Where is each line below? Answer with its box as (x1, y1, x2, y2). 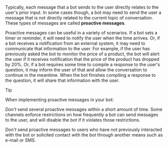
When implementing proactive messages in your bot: (5, 97, 114, 103)
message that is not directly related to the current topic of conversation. (5, 15, 153, 20)
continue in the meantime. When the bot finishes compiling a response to (5, 72, 156, 78)
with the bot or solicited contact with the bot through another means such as (5, 132, 163, 138)
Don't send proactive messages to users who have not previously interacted (5, 127, 162, 133)
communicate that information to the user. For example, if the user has (5, 46, 150, 51)
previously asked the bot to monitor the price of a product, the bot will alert (5, 51, 160, 57)
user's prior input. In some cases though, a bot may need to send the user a (5, 9, 161, 15)
